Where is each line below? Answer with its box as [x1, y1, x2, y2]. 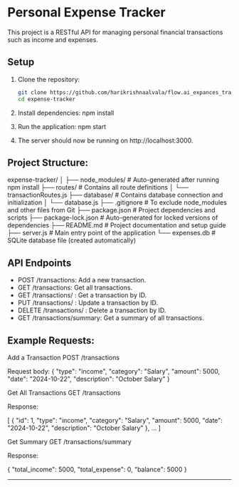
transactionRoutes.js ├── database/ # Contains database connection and [7, 190, 223, 200]
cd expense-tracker [17, 96, 76, 103]
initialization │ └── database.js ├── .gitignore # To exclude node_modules [7, 198, 228, 207]
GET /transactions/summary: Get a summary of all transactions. [17, 314, 205, 322]
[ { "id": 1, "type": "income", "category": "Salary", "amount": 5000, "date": [7, 416, 223, 424]
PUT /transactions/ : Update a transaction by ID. [17, 299, 159, 307]
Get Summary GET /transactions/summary [7, 437, 132, 446]
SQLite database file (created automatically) [7, 236, 137, 245]
